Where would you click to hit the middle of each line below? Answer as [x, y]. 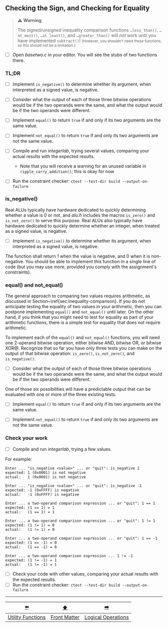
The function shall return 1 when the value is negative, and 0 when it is [78, 256]
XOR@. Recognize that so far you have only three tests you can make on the [84, 348]
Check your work [26, 438]
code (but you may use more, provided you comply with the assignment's [81, 267]
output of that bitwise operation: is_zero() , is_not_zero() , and [70, 354]
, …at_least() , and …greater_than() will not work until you [97, 35]
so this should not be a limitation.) [46, 45]
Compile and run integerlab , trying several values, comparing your [81, 151]
